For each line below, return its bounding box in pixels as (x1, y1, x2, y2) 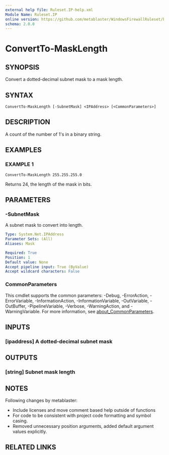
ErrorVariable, (5, 298, 34, 304)
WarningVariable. (5, 308, 41, 314)
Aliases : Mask (5, 241, 35, 246)
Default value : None (5, 259, 49, 264)
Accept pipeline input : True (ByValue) (5, 264, 89, 269)
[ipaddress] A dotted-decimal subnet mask (5, 338, 113, 345)
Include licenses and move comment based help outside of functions (12, 407, 156, 413)
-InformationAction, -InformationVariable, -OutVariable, (35, 298, 149, 304)
